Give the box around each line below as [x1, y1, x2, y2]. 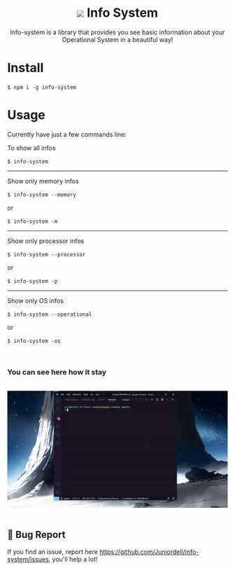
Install [7, 60, 44, 76]
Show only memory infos [7, 177, 79, 185]
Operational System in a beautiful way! [62, 35, 173, 43]
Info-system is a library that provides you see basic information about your [10, 28, 225, 36]
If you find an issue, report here [7, 547, 98, 556]
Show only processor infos [7, 236, 85, 245]
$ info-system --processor [7, 251, 86, 258]
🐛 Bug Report [7, 529, 66, 541]
